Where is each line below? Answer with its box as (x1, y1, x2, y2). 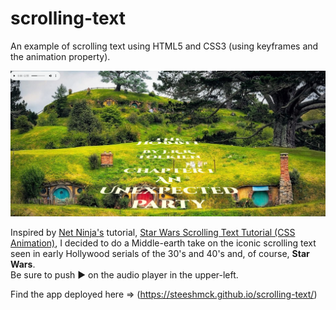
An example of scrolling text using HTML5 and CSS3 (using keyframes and (10, 40, 319, 52)
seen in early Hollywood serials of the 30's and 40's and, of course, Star (10, 247, 310, 259)
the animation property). (10, 50, 111, 62)
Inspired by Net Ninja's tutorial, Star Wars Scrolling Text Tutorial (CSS (10, 226, 296, 238)
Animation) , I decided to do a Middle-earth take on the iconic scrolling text (10, 237, 317, 249)
